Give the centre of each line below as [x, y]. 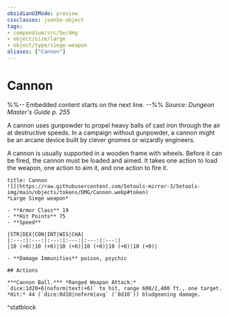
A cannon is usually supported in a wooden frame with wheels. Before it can [114, 153]
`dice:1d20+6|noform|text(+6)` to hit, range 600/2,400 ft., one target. [115, 288]
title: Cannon [27, 180]
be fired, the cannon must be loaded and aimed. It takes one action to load [112, 160]
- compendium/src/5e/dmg [43, 33]
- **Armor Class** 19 [38, 210]
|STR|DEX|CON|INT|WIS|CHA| [46, 234]
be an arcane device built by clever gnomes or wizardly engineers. [101, 140]
